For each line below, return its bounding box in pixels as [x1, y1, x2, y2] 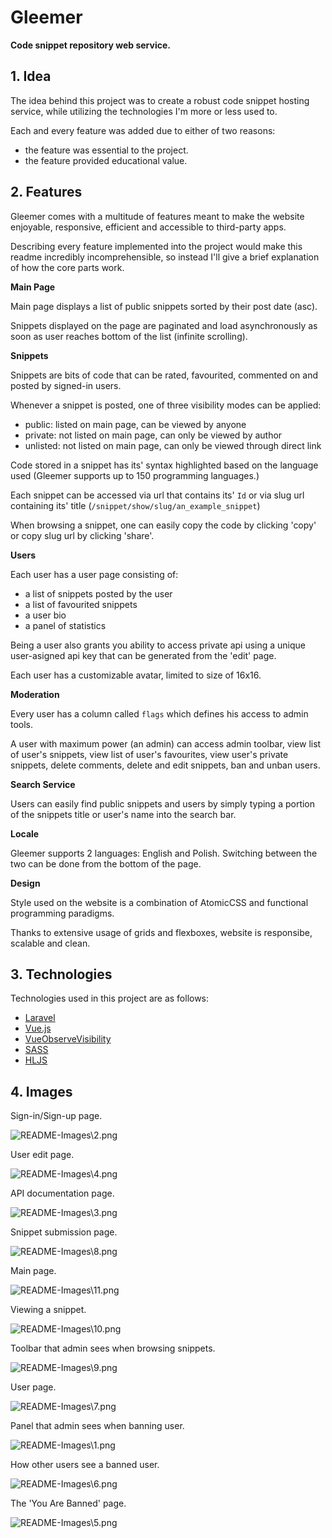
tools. [10, 718, 34, 730]
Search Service [10, 778, 76, 790]
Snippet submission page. [10, 1226, 118, 1238]
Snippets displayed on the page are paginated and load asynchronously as [10, 319, 318, 331]
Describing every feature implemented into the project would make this [10, 240, 303, 252]
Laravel [24, 1012, 56, 1024]
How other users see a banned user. [10, 1459, 160, 1471]
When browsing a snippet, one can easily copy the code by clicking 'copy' [10, 519, 317, 531]
